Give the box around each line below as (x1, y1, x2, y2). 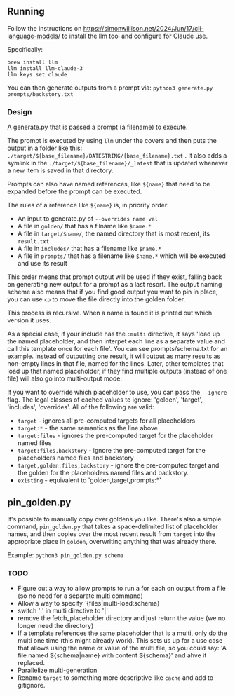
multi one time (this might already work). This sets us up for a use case (17, 636, 223, 645)
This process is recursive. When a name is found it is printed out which (7, 308, 213, 318)
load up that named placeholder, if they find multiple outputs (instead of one (7, 367, 227, 376)
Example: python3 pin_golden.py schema (7, 550, 124, 559)
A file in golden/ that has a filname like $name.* (17, 222, 152, 231)
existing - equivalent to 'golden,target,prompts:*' (17, 476, 161, 484)
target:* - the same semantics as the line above (17, 424, 158, 432)
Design (7, 107, 32, 116)
